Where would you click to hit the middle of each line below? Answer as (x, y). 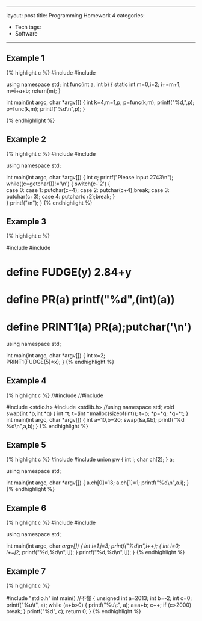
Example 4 (26, 381)
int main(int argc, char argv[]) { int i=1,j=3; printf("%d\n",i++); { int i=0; (93, 546)
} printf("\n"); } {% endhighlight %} (49, 203)
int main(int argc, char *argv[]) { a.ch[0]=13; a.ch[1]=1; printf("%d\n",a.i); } (98, 483)
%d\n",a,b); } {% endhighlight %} (47, 426)
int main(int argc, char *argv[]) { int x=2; (56, 355)
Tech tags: (28, 27)
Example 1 (26, 58)
